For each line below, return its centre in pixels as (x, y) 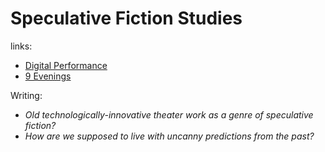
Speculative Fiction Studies (126, 18)
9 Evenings (48, 76)
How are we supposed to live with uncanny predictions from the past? (169, 136)
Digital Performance (66, 65)
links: (21, 46)
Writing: (26, 95)
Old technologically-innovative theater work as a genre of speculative (169, 114)
